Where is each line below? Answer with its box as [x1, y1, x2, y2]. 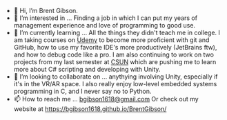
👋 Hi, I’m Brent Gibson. [13, 7, 78, 14]
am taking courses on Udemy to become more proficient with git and [13, 36, 210, 44]
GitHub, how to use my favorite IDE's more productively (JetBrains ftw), [13, 43, 217, 51]
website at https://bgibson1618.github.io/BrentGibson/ [13, 105, 167, 113]
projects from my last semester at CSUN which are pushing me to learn [13, 58, 217, 66]
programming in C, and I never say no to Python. [13, 87, 152, 95]
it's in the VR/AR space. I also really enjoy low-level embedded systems [13, 80, 217, 88]
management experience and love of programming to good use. [13, 21, 195, 29]
